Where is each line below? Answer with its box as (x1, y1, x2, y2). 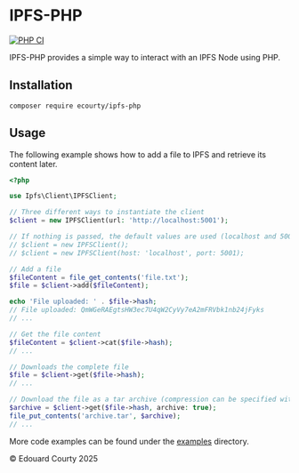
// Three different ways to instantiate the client (9, 208, 205, 217)
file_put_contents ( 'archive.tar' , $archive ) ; (9, 411, 181, 421)
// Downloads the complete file (9, 362, 129, 372)
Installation (9, 77, 73, 93)
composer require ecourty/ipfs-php (9, 101, 141, 110)
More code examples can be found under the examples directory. (9, 436, 249, 446)
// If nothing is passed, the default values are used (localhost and (9, 232, 277, 241)
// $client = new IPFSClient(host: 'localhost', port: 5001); (9, 248, 245, 258)
